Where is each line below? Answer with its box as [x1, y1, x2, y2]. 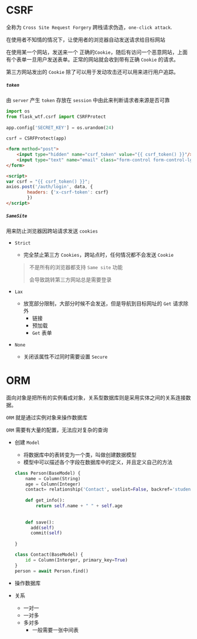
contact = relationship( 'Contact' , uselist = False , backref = [25, 487, 173, 492]
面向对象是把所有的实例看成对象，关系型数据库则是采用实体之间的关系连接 [6, 394, 186, 401]
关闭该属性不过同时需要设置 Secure [23, 353, 108, 360]
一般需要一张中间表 [32, 626, 79, 633]
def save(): [25, 519, 55, 525]
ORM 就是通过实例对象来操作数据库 [6, 414, 88, 421]
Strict [14, 240, 31, 246]
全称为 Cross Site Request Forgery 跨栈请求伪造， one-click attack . [6, 23, 172, 30]
